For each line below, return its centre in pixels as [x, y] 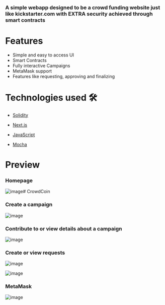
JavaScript [24, 135]
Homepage [19, 180]
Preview [23, 165]
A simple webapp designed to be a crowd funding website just [83, 8]
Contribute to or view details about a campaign [64, 228]
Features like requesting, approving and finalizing [64, 76]
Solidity [20, 115]
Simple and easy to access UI [43, 55]
